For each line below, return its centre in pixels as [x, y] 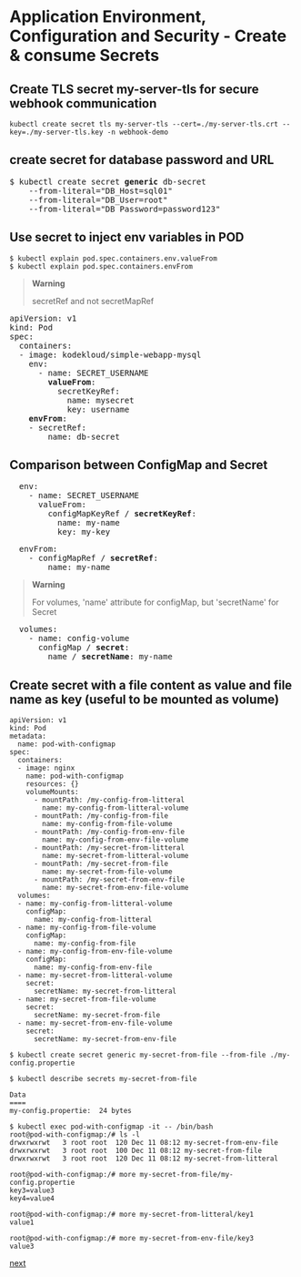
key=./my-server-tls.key [56, 132]
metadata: [28, 736]
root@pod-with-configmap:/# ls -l [75, 1135]
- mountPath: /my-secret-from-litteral [109, 848]
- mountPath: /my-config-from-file [101, 816]
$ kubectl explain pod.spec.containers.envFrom [101, 266]
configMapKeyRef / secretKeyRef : [122, 514]
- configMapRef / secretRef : [94, 558]
